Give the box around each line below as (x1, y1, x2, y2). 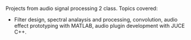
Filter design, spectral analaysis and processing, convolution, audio (14, 16, 178, 23)
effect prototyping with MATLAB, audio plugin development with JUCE (14, 23, 185, 29)
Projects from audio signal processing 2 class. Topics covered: (5, 5, 158, 12)
